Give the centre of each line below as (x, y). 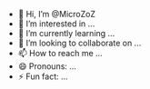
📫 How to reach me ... (60, 53)
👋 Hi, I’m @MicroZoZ (56, 14)
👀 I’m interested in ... (56, 24)
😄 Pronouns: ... (47, 66)
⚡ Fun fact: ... (43, 76)
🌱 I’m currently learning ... (66, 33)
